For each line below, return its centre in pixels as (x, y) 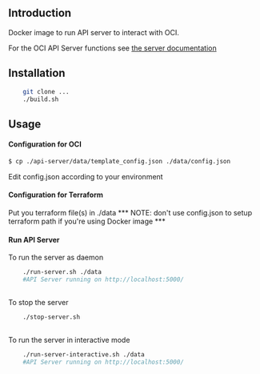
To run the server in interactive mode (69, 340)
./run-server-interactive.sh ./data (84, 354)
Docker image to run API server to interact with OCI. (94, 32)
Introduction (40, 13)
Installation (37, 73)
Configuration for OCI (45, 144)
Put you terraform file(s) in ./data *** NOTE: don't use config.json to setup (130, 213)
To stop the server (39, 302)
